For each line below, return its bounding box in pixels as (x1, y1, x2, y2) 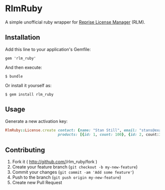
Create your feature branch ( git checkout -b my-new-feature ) (12, 164, 138, 170)
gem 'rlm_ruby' (5, 56, 36, 61)
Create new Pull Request (12, 180, 62, 186)
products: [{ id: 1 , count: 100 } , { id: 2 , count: (57, 132, 160, 137)
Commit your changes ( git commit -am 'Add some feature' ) (12, 169, 134, 175)
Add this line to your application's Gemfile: (5, 46, 91, 52)
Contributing (5, 145, 45, 154)
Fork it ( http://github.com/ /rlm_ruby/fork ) (12, 159, 97, 165)
